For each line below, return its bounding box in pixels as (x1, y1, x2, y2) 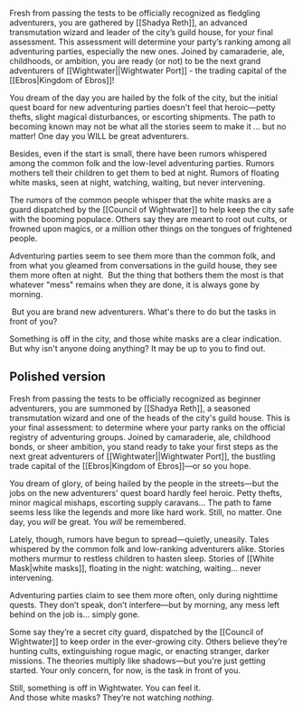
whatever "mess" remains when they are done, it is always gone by (9, 279, 260, 290)
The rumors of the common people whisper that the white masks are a (9, 194, 272, 205)
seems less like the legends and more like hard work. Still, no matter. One (9, 506, 282, 518)
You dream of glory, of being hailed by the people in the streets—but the (9, 478, 279, 489)
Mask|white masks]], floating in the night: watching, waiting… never (9, 562, 262, 573)
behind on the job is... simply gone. (9, 609, 140, 620)
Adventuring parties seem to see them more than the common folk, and (9, 250, 276, 261)
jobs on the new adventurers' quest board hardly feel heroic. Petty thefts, (9, 487, 283, 498)
